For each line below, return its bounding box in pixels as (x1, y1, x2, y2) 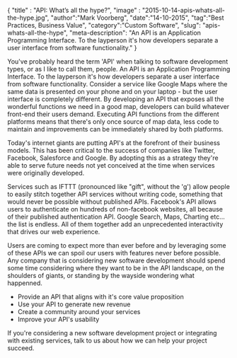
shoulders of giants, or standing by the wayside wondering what (7, 272, 195, 279)
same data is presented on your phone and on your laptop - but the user (7, 88, 218, 96)
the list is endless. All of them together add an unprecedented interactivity (7, 220, 224, 229)
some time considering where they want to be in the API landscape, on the (7, 264, 225, 272)
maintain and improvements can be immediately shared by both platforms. (7, 125, 224, 133)
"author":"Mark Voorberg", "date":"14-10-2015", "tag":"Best (50, 13, 224, 22)
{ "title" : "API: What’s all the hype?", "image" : (7, 6, 141, 14)
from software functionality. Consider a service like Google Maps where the (7, 80, 228, 88)
